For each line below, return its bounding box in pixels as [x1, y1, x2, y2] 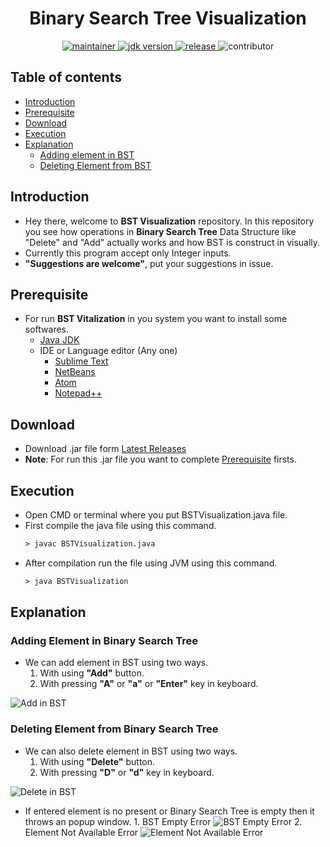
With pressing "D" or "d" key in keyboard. [39, 766, 215, 778]
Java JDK [39, 334, 80, 346]
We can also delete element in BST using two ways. [24, 745, 238, 757]
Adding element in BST [39, 148, 135, 161]
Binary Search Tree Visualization [29, 7, 307, 30]
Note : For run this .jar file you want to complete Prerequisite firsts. [24, 453, 297, 466]
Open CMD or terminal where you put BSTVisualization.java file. [24, 509, 288, 521]
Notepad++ [54, 387, 103, 399]
